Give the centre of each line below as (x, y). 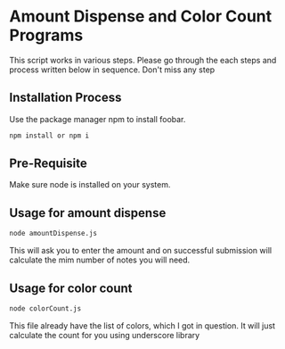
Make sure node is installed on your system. (90, 185)
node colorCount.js (45, 308)
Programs (46, 35)
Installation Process (65, 98)
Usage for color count (71, 288)
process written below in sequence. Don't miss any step (112, 70)
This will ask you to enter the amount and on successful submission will (141, 251)
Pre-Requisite (48, 164)
